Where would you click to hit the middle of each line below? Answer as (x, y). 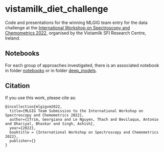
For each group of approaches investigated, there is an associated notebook (82, 65)
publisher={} (23, 141)
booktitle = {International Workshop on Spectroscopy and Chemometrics (84, 132)
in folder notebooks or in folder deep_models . (51, 70)
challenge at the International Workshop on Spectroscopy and (68, 27)
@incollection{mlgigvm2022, (34, 107)
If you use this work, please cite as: (41, 98)
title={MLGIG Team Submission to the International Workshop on (76, 111)
